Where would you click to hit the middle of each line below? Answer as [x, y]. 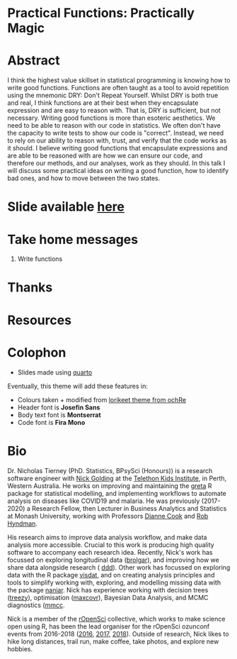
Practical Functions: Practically [101, 13]
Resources [40, 320]
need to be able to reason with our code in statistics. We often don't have [114, 126]
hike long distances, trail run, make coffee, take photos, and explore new [113, 641]
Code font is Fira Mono [51, 422]
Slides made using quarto [55, 372]
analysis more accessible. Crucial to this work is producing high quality [111, 545]
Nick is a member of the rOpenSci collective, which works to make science [116, 619]
